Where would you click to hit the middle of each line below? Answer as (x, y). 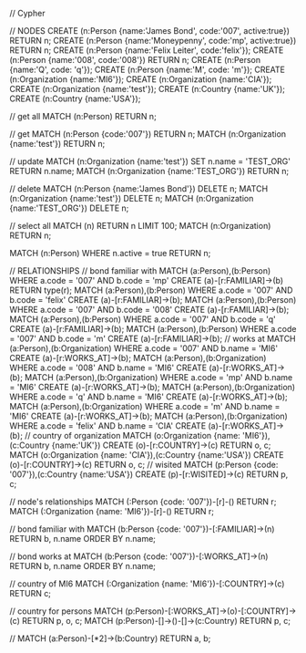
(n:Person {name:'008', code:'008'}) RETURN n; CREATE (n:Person (135, 60)
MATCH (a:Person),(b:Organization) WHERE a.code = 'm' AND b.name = (145, 406)
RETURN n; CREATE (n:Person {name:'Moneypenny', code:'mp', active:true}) (153, 41)
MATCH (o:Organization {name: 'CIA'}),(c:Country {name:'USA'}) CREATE (147, 455)
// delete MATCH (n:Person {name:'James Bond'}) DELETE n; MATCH (139, 189)
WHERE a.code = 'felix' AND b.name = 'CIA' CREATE (108, 426)
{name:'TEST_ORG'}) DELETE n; (69, 208)
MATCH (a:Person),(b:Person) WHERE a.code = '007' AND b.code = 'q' (143, 319)
